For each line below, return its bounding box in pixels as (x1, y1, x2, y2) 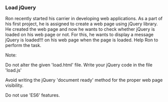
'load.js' (5, 67, 22, 73)
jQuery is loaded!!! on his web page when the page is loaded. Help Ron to (5, 37, 158, 43)
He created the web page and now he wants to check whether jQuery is (5, 26, 155, 32)
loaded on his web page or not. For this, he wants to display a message (5, 32, 154, 38)
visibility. (5, 82, 24, 88)
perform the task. (5, 42, 41, 48)
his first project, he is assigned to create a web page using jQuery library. (5, 21, 158, 27)
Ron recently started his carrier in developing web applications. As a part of (5, 16, 163, 22)
